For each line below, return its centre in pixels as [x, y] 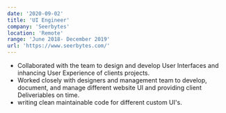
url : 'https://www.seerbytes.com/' [59, 46]
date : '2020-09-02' [35, 14]
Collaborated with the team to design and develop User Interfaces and [118, 66]
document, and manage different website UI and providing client [109, 88]
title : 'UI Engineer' [39, 20]
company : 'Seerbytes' [39, 26]
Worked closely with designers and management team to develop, [112, 80]
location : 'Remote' [35, 33]
